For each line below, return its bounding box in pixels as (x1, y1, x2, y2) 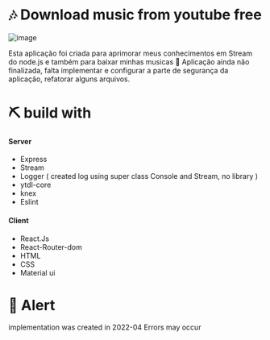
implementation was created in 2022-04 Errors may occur (8, 322, 201, 332)
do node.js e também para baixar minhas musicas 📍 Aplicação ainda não (8, 56, 250, 66)
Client (8, 215, 30, 225)
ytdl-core (19, 180, 52, 190)
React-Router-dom (19, 242, 82, 251)
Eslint (19, 197, 39, 207)
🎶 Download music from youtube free (8, 6, 262, 24)
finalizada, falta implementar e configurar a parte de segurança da (8, 65, 229, 75)
